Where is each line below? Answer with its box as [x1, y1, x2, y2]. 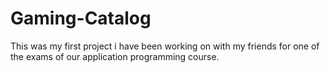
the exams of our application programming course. [10, 50, 220, 62]
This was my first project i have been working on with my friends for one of [10, 40, 320, 52]
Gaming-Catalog [10, 7, 152, 30]
